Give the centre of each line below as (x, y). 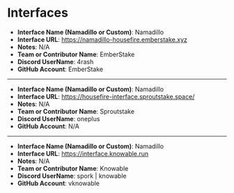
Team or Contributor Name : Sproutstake (76, 111)
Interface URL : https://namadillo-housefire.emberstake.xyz (102, 39)
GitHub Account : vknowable (58, 183)
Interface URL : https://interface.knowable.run (83, 153)
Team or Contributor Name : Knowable (73, 168)
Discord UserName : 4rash (55, 61)
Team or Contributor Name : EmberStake (76, 54)
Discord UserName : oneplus (58, 118)
